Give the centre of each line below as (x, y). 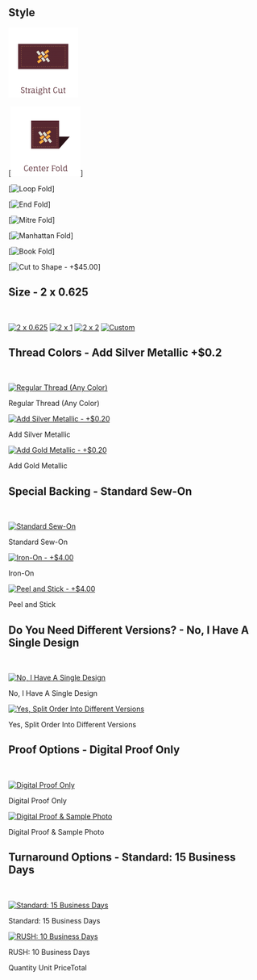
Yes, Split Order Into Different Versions (73, 725)
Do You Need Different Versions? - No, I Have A (129, 630)
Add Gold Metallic (38, 466)
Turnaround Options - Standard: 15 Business (122, 858)
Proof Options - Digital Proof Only (94, 750)
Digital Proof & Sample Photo (56, 831)
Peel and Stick (32, 605)
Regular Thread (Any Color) (54, 404)
